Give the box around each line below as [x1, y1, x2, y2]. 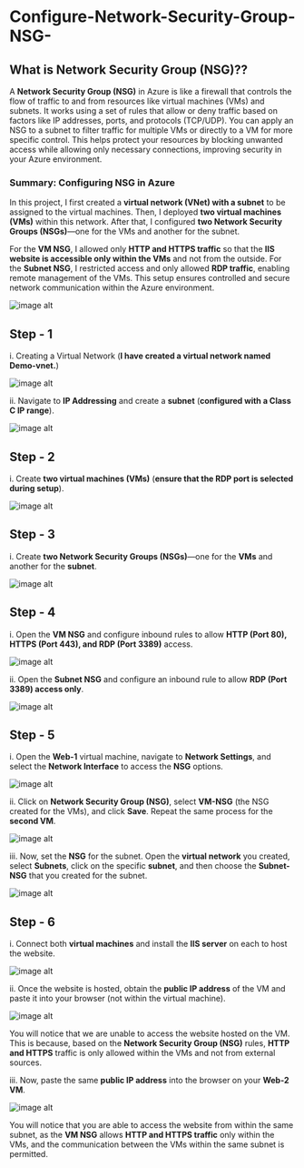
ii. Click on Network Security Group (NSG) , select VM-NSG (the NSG [9, 796, 270, 807]
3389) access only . [9, 683, 84, 694]
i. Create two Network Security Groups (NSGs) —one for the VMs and [9, 550, 273, 561]
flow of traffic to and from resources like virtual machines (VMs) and [9, 96, 265, 106]
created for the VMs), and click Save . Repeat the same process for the [9, 806, 274, 817]
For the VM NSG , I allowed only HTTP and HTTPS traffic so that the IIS [9, 244, 275, 255]
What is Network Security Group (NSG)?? [9, 62, 248, 77]
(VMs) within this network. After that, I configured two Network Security [9, 216, 283, 227]
